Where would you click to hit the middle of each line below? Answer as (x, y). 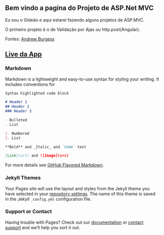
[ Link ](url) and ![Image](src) (37, 156)
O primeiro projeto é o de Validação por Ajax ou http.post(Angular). (73, 29)
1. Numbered (17, 133)
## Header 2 (17, 107)
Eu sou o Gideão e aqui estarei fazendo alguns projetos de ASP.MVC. (75, 20)
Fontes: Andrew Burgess (30, 39)
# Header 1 (16, 102)
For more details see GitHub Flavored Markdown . (55, 165)
